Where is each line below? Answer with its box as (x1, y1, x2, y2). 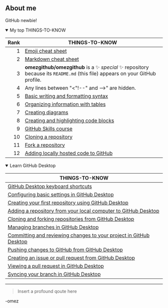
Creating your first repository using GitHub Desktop (7, 199, 128, 206)
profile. (24, 76, 41, 83)
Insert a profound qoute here (17, 288, 77, 294)
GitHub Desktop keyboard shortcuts (7, 183, 92, 190)
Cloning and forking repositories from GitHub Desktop (7, 215, 134, 222)
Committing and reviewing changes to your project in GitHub (7, 232, 150, 239)
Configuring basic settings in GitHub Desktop (7, 191, 114, 198)
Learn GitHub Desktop (9, 163, 56, 169)
